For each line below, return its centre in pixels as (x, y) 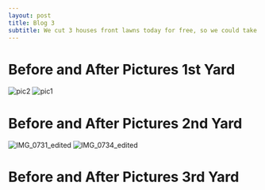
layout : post (30, 15)
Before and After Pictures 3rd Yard (124, 177)
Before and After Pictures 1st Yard (122, 69)
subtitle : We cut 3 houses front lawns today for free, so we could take (133, 30)
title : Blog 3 (32, 23)
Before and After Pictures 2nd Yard (125, 123)
